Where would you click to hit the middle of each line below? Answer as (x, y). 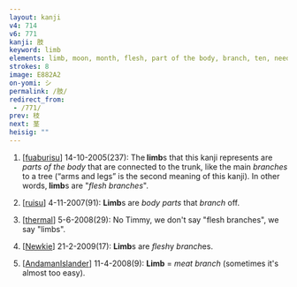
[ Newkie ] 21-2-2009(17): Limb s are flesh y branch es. (118, 246)
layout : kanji (35, 17)
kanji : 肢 (27, 42)
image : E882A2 (35, 75)
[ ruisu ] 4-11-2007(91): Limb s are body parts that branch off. (131, 202)
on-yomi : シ (30, 83)
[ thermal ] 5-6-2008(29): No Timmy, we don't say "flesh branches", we (150, 219)
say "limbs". (44, 229)
